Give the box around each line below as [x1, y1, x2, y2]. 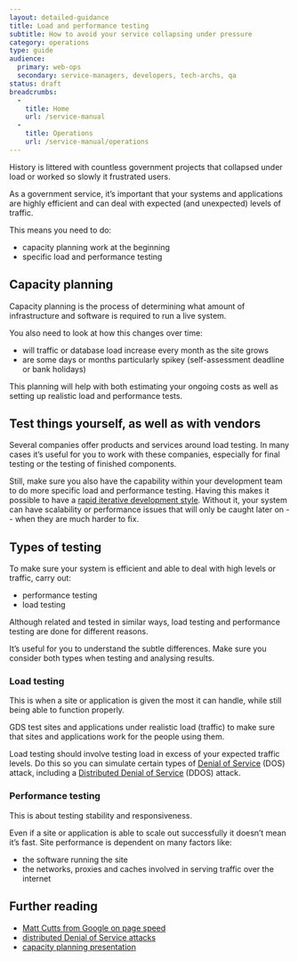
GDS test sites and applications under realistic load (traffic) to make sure [9, 722, 276, 733]
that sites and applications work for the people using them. [9, 731, 225, 742]
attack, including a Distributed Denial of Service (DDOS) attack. [9, 768, 242, 778]
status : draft [9, 79, 62, 88]
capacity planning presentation [21, 941, 136, 952]
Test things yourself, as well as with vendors [9, 416, 261, 431]
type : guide [9, 46, 53, 55]
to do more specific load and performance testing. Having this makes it [9, 485, 270, 496]
